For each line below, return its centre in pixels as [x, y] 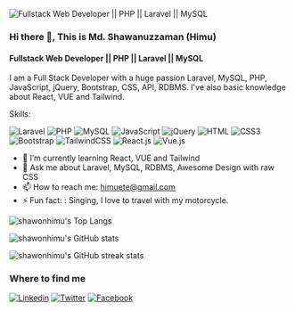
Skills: [20, 114]
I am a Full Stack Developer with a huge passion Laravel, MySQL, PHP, [138, 78]
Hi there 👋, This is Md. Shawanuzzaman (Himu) [113, 37]
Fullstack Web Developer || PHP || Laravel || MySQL [107, 58]
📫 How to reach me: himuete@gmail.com [99, 187]
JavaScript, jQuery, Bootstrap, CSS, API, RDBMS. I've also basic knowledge [148, 87]
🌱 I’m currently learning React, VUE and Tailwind [111, 158]
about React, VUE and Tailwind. [67, 97]
